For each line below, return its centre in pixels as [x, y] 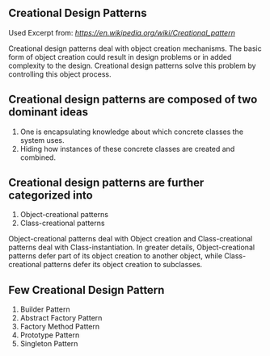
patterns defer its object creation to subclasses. [123, 265]
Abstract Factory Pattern [61, 318]
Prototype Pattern [50, 335]
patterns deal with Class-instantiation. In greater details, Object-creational [132, 247]
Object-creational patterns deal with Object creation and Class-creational [131, 239]
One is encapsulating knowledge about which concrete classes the [132, 132]
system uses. [42, 140]
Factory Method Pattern [60, 327]
